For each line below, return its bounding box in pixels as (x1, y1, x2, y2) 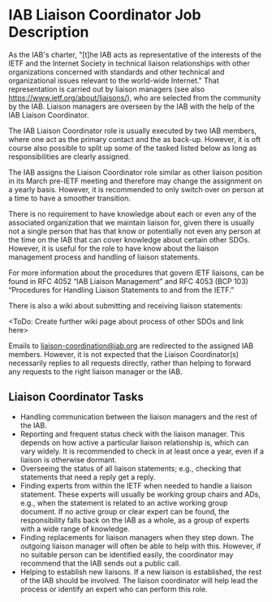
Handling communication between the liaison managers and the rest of (19, 411, 258, 421)
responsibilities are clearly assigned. (8, 152, 131, 161)
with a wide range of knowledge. (19, 523, 130, 533)
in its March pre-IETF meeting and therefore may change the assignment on (8, 176, 262, 186)
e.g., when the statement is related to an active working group (19, 497, 228, 508)
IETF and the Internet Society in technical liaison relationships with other (8, 58, 250, 68)
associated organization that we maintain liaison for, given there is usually (8, 217, 255, 227)
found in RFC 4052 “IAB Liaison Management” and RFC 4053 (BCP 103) (8, 276, 249, 286)
